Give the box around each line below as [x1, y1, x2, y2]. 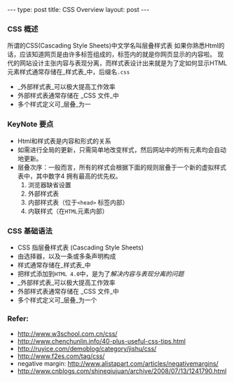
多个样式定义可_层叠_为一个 [17, 296, 97, 304]
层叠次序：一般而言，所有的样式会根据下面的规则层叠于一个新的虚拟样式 [17, 163, 226, 171]
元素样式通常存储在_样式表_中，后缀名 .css [7, 68, 130, 76]
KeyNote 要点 [7, 119, 54, 129]
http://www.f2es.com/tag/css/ [17, 352, 105, 360]
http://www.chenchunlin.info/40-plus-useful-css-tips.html [17, 337, 186, 346]
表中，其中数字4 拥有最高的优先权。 [17, 172, 122, 180]
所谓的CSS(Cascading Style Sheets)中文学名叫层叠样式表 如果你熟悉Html [7, 41, 219, 50]
